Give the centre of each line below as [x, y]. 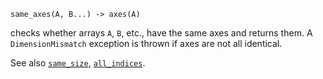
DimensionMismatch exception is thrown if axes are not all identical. [146, 43]
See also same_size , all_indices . [78, 63]
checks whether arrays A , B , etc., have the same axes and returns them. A [161, 33]
